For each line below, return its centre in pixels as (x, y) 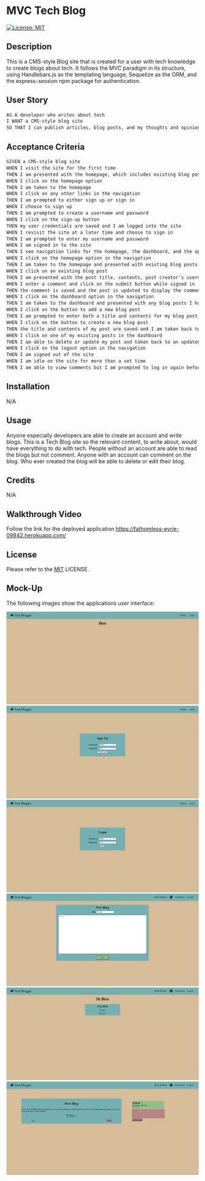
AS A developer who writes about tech (56, 115)
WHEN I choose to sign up (39, 207)
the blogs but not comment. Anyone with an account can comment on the (99, 455)
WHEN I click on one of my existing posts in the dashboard (85, 335)
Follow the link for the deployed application (60, 529)
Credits (21, 480)
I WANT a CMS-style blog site (45, 121)
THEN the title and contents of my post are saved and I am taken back (99, 329)
